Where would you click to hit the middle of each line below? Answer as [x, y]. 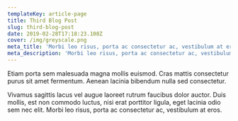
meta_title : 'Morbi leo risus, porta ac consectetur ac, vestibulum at [115, 47]
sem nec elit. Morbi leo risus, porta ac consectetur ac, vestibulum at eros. [115, 110]
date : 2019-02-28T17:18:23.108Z [55, 34]
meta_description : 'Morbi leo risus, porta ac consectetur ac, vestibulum [120, 54]
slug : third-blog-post [41, 27]
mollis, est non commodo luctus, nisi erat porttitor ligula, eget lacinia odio [114, 102]
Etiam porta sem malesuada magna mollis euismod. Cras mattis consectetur [118, 73]
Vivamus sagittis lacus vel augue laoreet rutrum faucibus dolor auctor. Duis [117, 94]
